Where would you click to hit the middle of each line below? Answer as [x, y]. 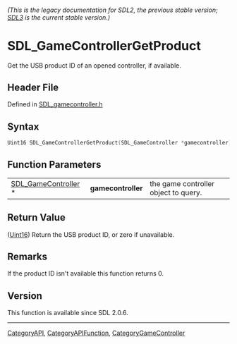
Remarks [28, 257]
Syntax [23, 127]
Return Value [36, 217]
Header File [33, 87]
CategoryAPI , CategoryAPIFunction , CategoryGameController [96, 333]
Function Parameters [54, 165]
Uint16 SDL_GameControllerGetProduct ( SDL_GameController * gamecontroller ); [121, 143]
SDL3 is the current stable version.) [59, 17]
